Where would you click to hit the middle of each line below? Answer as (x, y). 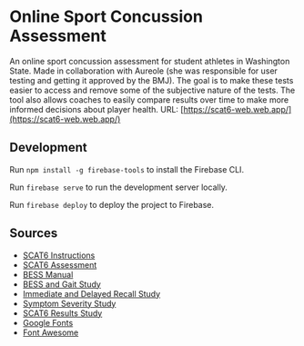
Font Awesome (51, 332)
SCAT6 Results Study (62, 313)
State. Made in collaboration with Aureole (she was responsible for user (143, 71)
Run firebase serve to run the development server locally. (118, 187)
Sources (34, 233)
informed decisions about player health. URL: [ (96, 109)
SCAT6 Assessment (60, 264)
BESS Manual (48, 274)
